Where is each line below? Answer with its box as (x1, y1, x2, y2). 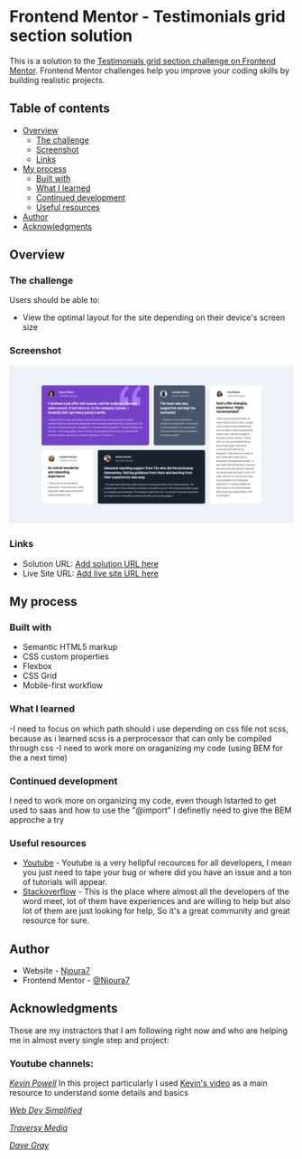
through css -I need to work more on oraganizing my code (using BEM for (9, 742, 284, 753)
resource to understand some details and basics (9, 1088, 189, 1098)
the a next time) (9, 752, 68, 763)
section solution (9, 25, 133, 46)
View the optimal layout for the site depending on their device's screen (22, 312, 286, 323)
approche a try (9, 814, 65, 824)
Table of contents (9, 101, 110, 117)
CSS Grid (22, 671, 57, 682)
